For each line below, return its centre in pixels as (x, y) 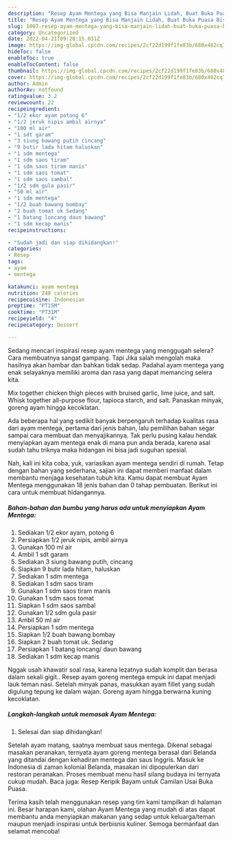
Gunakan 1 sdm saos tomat (56, 598)
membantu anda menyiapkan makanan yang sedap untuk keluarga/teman (111, 816)
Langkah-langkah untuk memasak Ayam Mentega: (82, 714)
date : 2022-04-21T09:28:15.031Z (54, 39)
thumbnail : (23, 71)
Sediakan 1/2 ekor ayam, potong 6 (66, 533)
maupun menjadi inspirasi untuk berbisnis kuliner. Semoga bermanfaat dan (113, 824)
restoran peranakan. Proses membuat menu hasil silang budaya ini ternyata (114, 774)
